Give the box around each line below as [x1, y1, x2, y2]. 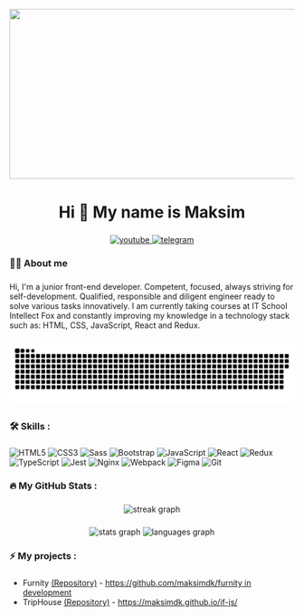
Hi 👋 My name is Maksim [58, 202, 246, 223]
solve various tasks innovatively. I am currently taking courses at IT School [9, 300, 288, 311]
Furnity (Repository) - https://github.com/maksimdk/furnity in [22, 578, 252, 589]
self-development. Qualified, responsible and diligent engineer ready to [9, 291, 276, 302]
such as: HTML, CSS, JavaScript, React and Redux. [9, 320, 201, 331]
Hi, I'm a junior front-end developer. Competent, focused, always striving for [9, 281, 294, 292]
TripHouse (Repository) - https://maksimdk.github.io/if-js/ [22, 597, 238, 608]
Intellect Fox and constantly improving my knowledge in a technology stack [9, 310, 290, 321]
